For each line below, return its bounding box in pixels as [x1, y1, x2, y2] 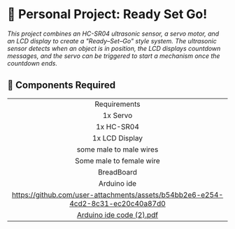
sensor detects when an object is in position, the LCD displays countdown [7, 44, 221, 52]
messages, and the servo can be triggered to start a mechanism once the [7, 52, 220, 60]
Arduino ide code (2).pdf [76, 209, 159, 219]
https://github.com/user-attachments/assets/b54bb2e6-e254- [11, 190, 224, 200]
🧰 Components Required [7, 80, 116, 91]
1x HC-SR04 [95, 121, 140, 131]
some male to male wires [76, 145, 159, 154]
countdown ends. [7, 59, 58, 67]
